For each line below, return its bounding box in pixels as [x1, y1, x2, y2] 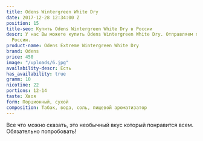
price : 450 [6, 54, 34, 60]
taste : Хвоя [6, 93, 36, 99]
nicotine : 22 [6, 82, 39, 88]
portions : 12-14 [6, 88, 47, 94]
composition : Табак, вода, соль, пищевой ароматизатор [6, 104, 147, 111]
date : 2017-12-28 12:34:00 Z [6, 15, 80, 21]
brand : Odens [6, 48, 39, 54]
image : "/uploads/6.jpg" [6, 59, 69, 65]
